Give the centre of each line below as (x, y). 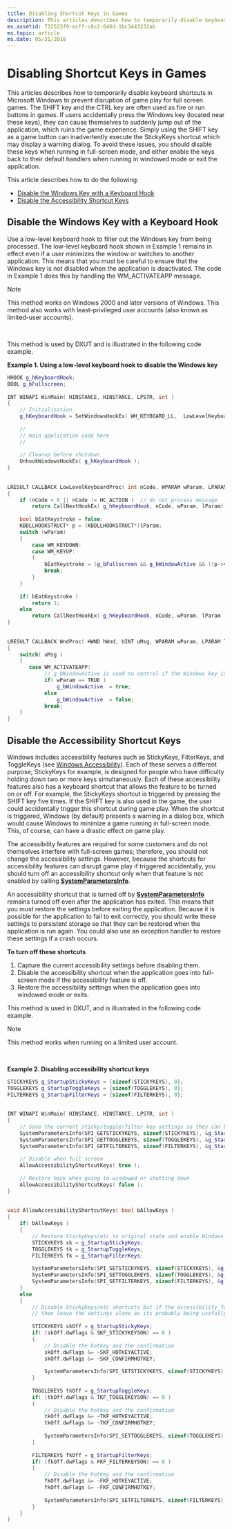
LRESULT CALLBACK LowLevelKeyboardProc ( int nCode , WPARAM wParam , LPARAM (117, 487)
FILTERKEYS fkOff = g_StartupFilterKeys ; (93, 1455)
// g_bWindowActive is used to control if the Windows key (130, 674)
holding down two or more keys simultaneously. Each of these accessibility (114, 779)
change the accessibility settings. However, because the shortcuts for (106, 859)
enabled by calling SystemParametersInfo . (69, 881)
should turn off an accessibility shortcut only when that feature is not (105, 873)
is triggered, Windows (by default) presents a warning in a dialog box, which (116, 816)
